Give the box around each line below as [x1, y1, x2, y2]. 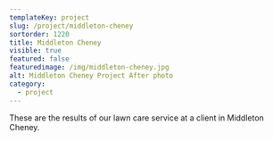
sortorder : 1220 [9, 29, 70, 38]
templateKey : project [9, 12, 90, 22]
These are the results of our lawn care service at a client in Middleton [9, 112, 265, 123]
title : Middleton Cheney [9, 37, 102, 47]
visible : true [9, 46, 62, 55]
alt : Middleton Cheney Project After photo [9, 71, 174, 80]
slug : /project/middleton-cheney [9, 21, 134, 30]
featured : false [9, 54, 70, 63]
